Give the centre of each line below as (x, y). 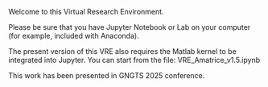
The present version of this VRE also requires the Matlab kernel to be (123, 51)
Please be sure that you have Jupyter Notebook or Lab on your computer (130, 27)
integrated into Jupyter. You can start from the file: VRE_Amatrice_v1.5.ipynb (134, 60)
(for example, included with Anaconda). (74, 36)
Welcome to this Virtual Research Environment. (86, 12)
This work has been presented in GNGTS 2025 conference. (107, 75)
